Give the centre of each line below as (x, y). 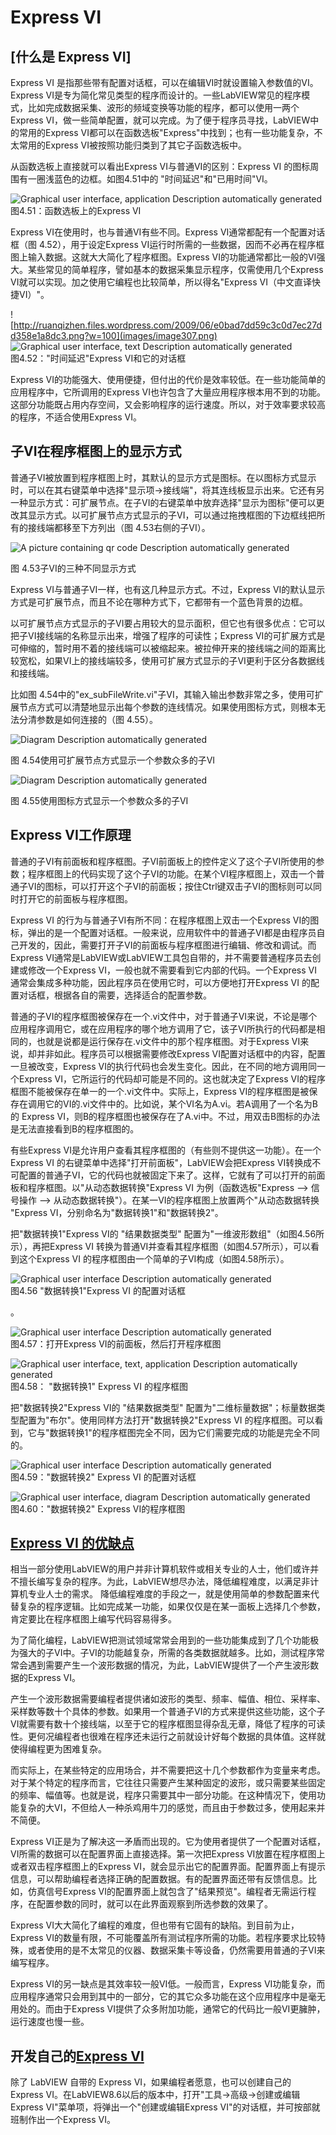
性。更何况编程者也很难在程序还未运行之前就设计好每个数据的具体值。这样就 (168, 1737)
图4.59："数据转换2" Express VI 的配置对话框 (103, 1477)
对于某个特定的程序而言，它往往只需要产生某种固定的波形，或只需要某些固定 (168, 1783)
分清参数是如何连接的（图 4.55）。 (88, 719)
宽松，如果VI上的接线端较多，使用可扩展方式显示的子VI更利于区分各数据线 (171, 660)
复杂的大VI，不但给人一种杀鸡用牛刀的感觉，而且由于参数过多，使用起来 (167, 1808)
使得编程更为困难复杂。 (58, 1749)
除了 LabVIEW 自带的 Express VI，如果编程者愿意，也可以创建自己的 (151, 2082)
